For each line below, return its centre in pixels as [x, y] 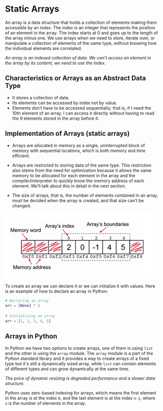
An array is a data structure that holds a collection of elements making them [81, 22]
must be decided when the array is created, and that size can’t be [78, 200]
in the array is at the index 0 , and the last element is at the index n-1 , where [80, 398]
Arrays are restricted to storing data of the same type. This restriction [82, 165]
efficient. [21, 156]
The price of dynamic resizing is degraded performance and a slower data [80, 378]
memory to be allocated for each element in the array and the [73, 175]
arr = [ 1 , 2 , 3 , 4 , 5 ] [28, 321]
